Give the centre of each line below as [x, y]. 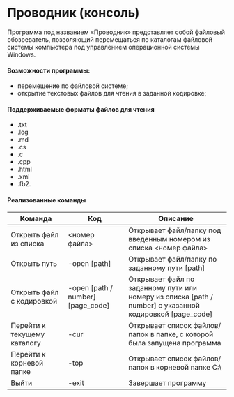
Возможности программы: [49, 70]
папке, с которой [185, 334]
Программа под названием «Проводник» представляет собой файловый [116, 32]
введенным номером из [169, 239]
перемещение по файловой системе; [73, 86]
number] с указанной [164, 305]
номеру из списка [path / [171, 297]
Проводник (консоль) [73, 13]
